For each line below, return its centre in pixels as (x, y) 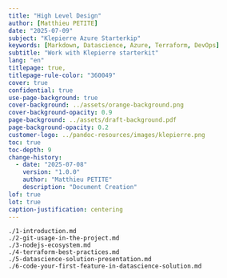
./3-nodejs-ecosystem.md (50, 245)
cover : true (28, 83)
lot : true (25, 202)
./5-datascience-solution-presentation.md (80, 260)
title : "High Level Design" (55, 16)
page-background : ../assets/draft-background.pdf (93, 120)
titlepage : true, (37, 68)
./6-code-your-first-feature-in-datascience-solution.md (105, 266)
